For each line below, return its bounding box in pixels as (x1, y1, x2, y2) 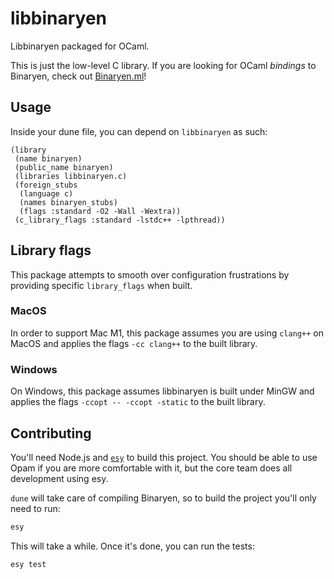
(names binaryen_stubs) (19, 197, 118, 207)
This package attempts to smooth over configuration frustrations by (10, 268, 290, 281)
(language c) (19, 188, 74, 199)
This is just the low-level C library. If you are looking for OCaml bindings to (10, 59, 317, 71)
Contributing (10, 425, 92, 442)
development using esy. (10, 472, 109, 484)
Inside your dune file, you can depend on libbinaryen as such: (10, 125, 268, 137)
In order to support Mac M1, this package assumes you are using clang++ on (10, 327, 324, 339)
